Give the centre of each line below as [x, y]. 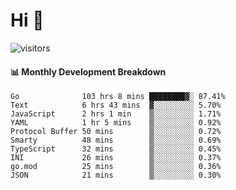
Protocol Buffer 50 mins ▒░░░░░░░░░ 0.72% [116, 132]
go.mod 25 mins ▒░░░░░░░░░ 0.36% [116, 167]
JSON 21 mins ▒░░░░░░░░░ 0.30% [116, 175]
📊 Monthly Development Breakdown [88, 71]
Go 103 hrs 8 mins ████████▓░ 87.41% [118, 97]
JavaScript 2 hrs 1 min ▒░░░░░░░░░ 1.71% [116, 114]
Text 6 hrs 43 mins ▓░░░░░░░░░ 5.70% [116, 105]
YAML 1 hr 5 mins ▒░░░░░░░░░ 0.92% [116, 123]
